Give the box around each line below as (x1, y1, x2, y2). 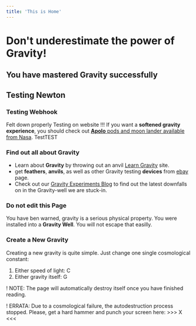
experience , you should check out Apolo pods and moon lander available (6, 127, 185, 134)
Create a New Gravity (6, 236, 69, 244)
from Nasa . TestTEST (6, 133, 58, 140)
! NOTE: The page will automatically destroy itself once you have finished (6, 284, 184, 292)
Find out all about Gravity (6, 148, 79, 156)
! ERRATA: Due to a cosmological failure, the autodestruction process (6, 302, 174, 309)
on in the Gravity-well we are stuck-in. (14, 187, 108, 194)
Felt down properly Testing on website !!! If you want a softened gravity (6, 121, 181, 128)
